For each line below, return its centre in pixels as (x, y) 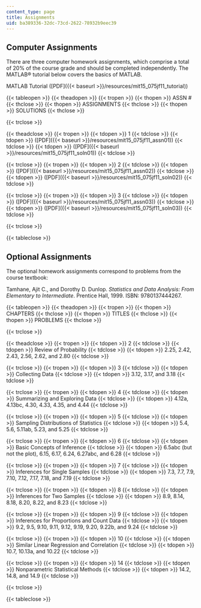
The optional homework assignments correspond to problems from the (94, 271)
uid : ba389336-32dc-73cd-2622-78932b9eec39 (61, 23)
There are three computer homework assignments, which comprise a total (98, 62)
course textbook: (27, 278)
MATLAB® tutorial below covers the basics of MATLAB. (74, 74)
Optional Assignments (49, 257)
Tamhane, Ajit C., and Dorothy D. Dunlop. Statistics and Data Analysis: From (100, 289)
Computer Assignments (52, 47)
